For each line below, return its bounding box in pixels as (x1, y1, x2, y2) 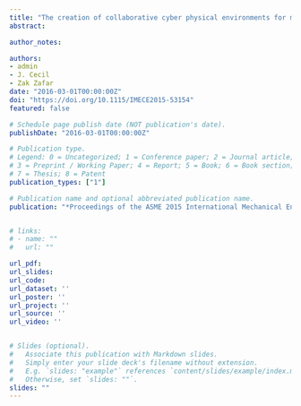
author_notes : (9, 38, 63, 47)
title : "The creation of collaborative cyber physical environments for (9, 13, 287, 22)
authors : (9, 54, 42, 63)
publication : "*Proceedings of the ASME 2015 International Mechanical (9, 203, 282, 212)
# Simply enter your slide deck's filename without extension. (9, 358, 258, 367)
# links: (9, 226, 42, 236)
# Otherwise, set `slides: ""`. (9, 375, 139, 384)
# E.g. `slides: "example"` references (9, 367, 167, 376)
